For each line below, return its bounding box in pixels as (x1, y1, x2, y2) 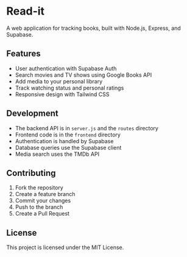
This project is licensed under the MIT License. (6, 244, 124, 251)
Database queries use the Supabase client (15, 144, 122, 151)
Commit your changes (15, 197, 71, 205)
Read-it (6, 4, 44, 18)
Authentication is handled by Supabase (15, 137, 114, 144)
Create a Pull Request (15, 210, 70, 217)
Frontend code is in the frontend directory (15, 131, 121, 138)
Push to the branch (15, 203, 63, 211)
